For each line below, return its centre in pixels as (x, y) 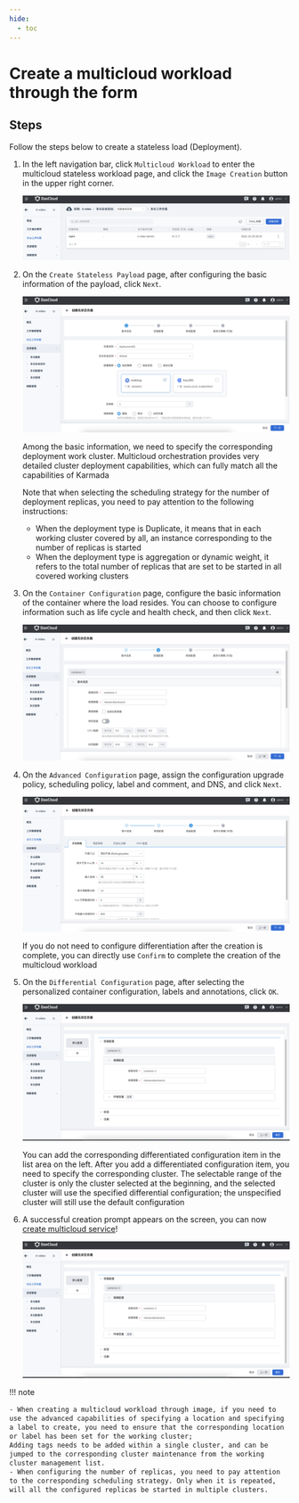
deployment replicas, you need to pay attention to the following (138, 502)
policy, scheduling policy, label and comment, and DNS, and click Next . (152, 784)
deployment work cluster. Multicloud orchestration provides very (141, 456)
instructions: (45, 512)
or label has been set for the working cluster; (101, 1436)
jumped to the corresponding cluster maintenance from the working (137, 1454)
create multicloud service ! (70, 1229)
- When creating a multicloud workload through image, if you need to (143, 1409)
